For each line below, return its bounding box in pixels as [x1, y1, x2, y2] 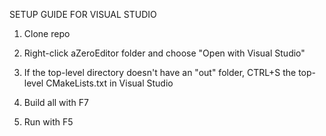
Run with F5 [23, 116, 74, 128]
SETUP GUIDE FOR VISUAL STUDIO [9, 9, 157, 20]
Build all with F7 [23, 97, 89, 108]
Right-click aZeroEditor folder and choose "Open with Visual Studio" [23, 47, 306, 59]
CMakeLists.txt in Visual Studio [45, 77, 174, 89]
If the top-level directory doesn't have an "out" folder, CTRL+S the [23, 67, 297, 78]
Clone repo [23, 28, 71, 39]
